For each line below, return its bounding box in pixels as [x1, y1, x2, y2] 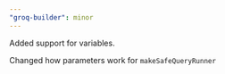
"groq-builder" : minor [9, 12, 94, 22]
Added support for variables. [9, 37, 115, 48]
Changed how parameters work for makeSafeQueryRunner [9, 54, 217, 65]
